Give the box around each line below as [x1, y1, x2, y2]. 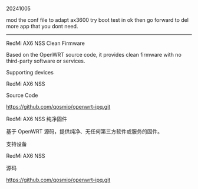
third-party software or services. [6, 57, 85, 64]
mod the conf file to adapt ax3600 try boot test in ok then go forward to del [6, 17, 189, 23]
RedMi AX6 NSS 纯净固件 [6, 115, 68, 122]
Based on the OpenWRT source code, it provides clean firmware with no [6, 51, 181, 58]
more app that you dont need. [6, 23, 78, 30]
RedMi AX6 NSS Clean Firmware [6, 40, 85, 47]
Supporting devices [6, 69, 54, 76]
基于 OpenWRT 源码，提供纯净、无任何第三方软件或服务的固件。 [6, 128, 163, 135]
